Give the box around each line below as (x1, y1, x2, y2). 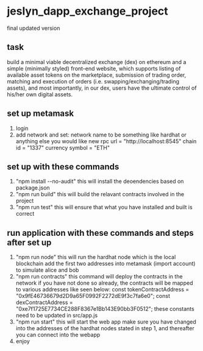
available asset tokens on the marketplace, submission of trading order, (7, 71, 187, 79)
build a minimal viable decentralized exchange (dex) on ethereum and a (7, 58, 187, 65)
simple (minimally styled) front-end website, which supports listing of (7, 65, 181, 72)
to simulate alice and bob (15, 266, 79, 274)
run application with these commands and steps (7, 227, 194, 238)
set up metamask (7, 108, 74, 119)
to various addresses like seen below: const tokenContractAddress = (15, 286, 190, 293)
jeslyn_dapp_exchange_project (7, 4, 168, 18)
